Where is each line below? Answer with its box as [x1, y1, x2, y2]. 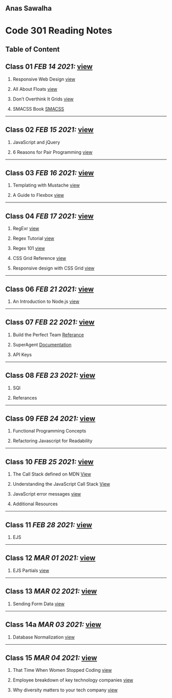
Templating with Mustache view [12, 182, 80, 189]
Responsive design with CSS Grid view [12, 265, 95, 271]
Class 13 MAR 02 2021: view [5, 587, 97, 596]
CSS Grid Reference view [12, 255, 67, 261]
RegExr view [12, 225, 39, 232]
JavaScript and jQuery [12, 139, 60, 145]
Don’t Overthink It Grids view [12, 96, 74, 102]
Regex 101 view [12, 245, 45, 252]
